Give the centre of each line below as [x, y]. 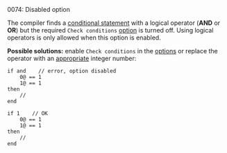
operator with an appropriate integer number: [72, 58]
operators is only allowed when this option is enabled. [84, 37]
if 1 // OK [28, 114]
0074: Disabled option [39, 9]
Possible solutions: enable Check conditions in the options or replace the [112, 51]
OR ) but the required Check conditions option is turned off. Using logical [110, 30]
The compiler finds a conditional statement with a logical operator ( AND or [114, 23]
